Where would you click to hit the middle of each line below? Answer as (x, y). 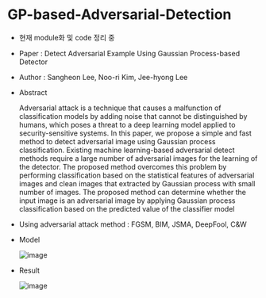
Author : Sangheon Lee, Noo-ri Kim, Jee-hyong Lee (103, 77)
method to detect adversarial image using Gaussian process (117, 141)
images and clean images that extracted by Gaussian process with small (137, 183)
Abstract (33, 92)
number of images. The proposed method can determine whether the (133, 192)
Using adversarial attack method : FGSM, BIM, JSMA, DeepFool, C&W (133, 224)
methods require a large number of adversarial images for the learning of (138, 158)
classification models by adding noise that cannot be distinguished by (133, 116)
